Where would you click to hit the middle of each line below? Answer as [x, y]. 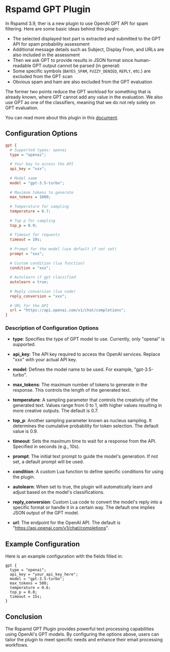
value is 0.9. [25, 431]
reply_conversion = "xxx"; [38, 296]
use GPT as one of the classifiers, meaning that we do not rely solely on [80, 102]
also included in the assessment [46, 55]
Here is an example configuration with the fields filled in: [64, 556]
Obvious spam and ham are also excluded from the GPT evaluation [82, 82]
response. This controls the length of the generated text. [72, 390]
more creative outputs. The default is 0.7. [55, 411]
